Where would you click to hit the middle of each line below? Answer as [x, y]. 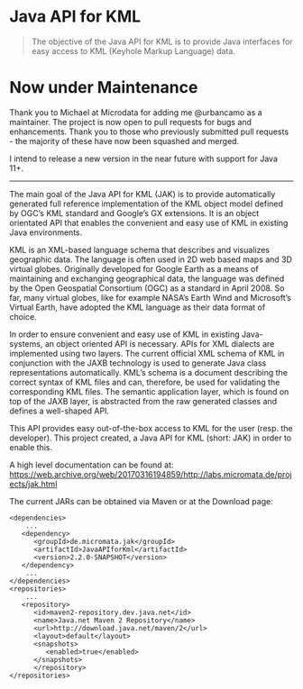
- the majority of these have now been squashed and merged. [124, 141]
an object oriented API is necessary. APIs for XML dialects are [160, 343]
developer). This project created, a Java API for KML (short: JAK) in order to [151, 438]
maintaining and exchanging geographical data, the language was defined [147, 278]
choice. [23, 316]
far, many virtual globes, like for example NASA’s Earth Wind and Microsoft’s [150, 297]
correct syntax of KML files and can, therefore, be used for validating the [145, 382]
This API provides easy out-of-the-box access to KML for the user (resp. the [151, 428]
